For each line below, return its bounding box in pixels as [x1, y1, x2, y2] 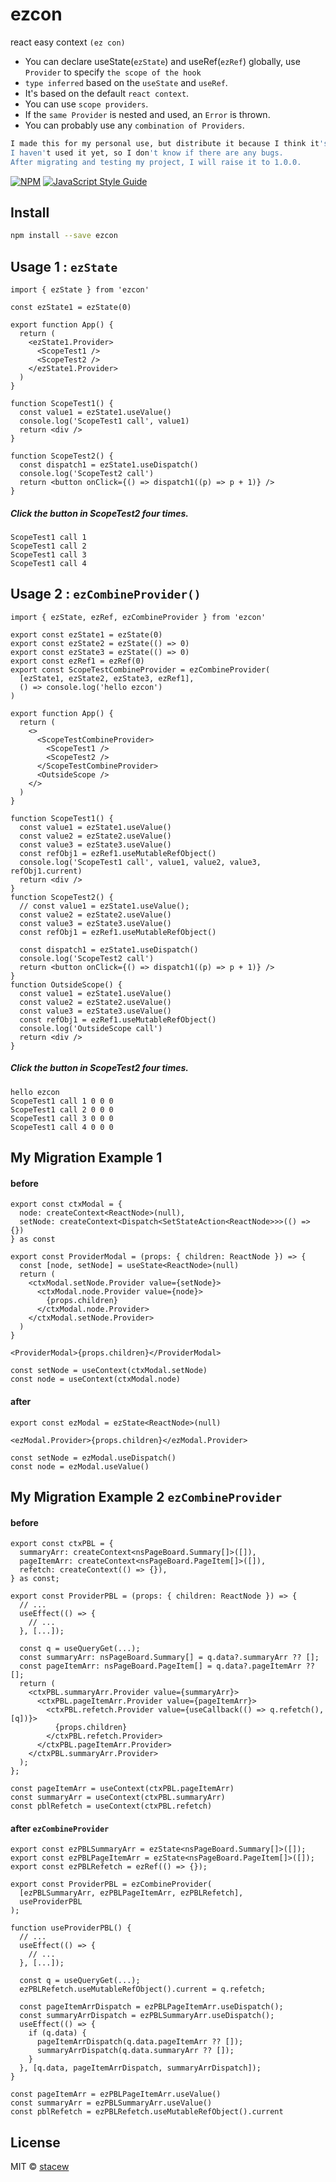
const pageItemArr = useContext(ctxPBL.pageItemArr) [10, 1784, 235, 1794]
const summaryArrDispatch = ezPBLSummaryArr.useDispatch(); [19, 2011, 275, 2021]
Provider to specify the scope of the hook [24, 66, 202, 78]
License [10, 2134, 61, 2151]
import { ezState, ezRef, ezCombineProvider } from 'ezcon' [10, 612, 267, 622]
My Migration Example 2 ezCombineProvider [10, 1489, 283, 1505]
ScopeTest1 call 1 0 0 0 [10, 1096, 114, 1106]
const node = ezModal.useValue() [10, 1461, 150, 1472]
